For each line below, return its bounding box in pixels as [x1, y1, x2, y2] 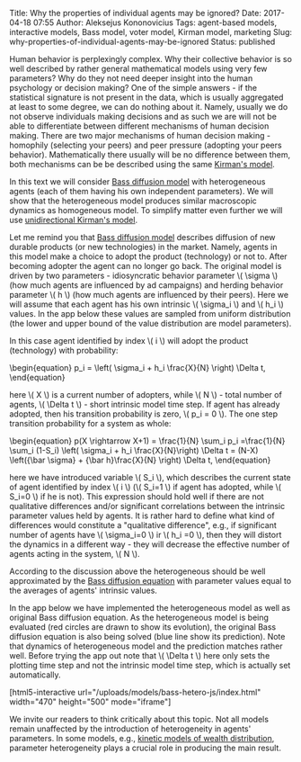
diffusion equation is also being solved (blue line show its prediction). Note [9, 632, 286, 641]
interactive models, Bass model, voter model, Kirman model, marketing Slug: [9, 27, 293, 37]
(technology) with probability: [9, 345, 119, 355]
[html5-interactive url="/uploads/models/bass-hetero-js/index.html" [9, 687, 261, 697]
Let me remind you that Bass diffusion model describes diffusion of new [9, 232, 276, 242]
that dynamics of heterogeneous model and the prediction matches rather [9, 641, 283, 651]
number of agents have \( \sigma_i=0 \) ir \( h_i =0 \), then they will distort [9, 530, 282, 540]
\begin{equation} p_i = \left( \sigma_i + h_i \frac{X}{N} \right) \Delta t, [9, 363, 267, 372]
